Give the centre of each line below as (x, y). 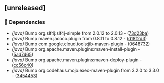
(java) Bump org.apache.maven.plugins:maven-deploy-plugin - (77, 60)
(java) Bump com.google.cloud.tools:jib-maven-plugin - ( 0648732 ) (81, 44)
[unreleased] (25, 8)
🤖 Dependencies (25, 22)
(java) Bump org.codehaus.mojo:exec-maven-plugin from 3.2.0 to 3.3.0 (85, 70)
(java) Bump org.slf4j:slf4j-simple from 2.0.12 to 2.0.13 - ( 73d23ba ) (80, 33)
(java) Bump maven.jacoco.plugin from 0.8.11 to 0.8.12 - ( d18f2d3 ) (79, 38)
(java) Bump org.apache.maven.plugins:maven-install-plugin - (76, 49)
